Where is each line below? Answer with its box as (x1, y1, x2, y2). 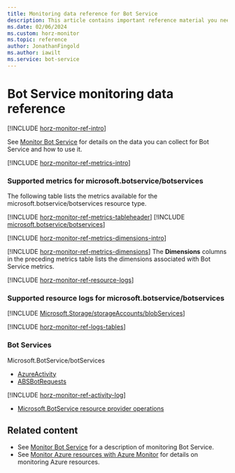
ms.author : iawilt (7, 50, 61, 57)
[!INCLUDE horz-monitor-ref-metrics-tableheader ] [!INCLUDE (7, 213, 185, 221)
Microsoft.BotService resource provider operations (17, 404, 164, 413)
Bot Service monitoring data (7, 85, 173, 101)
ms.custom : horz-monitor (7, 29, 80, 37)
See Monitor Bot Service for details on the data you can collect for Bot (7, 137, 210, 146)
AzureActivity (17, 369, 57, 378)
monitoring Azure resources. (17, 458, 100, 466)
